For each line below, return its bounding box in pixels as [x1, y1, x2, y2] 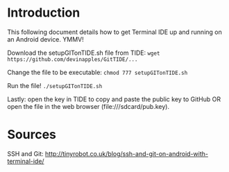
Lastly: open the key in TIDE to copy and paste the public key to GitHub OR [7, 95, 221, 103]
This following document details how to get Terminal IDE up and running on [7, 28, 222, 36]
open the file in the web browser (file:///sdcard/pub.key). [7, 102, 170, 110]
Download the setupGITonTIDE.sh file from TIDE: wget [7, 49, 160, 57]
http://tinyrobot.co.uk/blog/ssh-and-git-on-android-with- [44, 149, 208, 157]
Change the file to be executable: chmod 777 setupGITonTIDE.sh [7, 68, 188, 76]
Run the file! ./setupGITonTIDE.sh [7, 81, 103, 89]
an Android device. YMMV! [7, 35, 85, 43]
